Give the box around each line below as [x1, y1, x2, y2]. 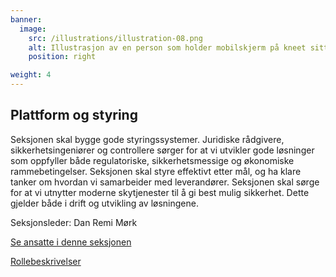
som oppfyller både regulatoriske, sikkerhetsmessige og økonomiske [10, 154, 295, 166]
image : [19, 24, 47, 34]
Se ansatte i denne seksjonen [10, 236, 132, 248]
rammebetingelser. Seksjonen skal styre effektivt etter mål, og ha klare [10, 165, 302, 177]
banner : [10, 14, 43, 25]
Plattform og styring [10, 107, 138, 124]
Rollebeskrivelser [10, 255, 82, 267]
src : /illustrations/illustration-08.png [28, 33, 203, 43]
